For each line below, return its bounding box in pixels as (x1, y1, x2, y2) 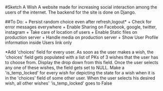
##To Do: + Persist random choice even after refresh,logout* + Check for (5, 19, 152, 24)
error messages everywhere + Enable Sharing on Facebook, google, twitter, (5, 24, 157, 30)
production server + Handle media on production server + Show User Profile (5, 34, 159, 40)
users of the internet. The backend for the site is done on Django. (5, 9, 136, 15)
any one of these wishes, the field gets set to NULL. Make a (5, 65, 125, 70)
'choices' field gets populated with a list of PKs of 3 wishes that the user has (5, 54, 159, 60)
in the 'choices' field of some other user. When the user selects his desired (5, 75, 156, 81)
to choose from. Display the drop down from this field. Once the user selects (5, 60, 159, 65)
